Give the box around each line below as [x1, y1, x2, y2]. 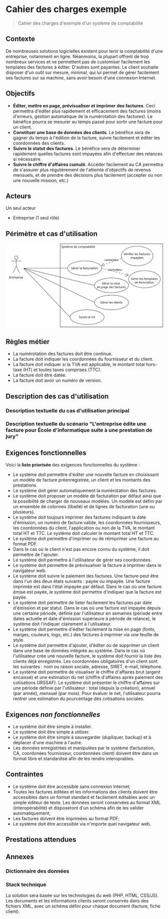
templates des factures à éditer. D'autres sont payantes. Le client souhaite [5, 64, 159, 70]
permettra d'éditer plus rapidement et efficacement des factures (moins [12, 108, 161, 114]
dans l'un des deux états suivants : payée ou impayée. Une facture [12, 579, 150, 585]
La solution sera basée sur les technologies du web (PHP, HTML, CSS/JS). [5, 892, 159, 898]
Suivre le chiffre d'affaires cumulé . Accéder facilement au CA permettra [12, 161, 163, 167]
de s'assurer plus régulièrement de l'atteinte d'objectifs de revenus [12, 167, 151, 173]
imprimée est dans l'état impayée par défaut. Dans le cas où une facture [12, 584, 162, 590]
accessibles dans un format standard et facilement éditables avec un [12, 794, 155, 800]
